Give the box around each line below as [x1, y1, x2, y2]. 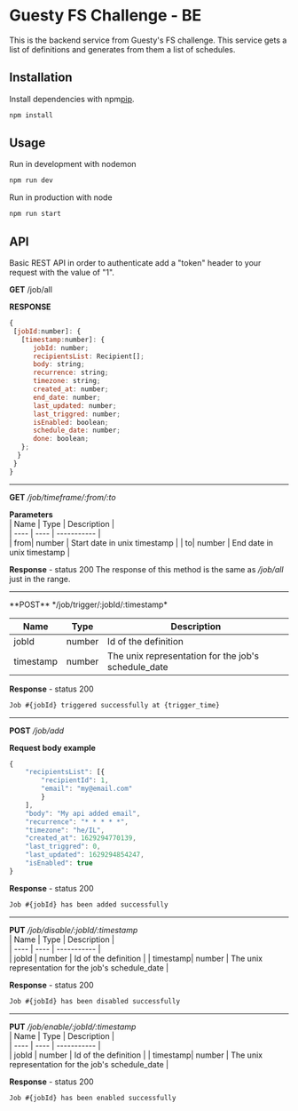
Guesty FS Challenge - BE [9, 5, 202, 26]
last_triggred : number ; [32, 410, 122, 419]
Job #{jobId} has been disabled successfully [9, 996, 180, 1005]
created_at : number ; [32, 385, 109, 394]
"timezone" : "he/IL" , [25, 826, 105, 835]
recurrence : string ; [32, 368, 109, 378]
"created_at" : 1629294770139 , [25, 834, 137, 843]
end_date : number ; [32, 393, 101, 402]
